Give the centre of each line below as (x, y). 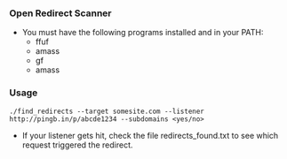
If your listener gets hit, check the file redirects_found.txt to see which (150, 135)
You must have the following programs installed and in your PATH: (143, 33)
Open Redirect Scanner (61, 13)
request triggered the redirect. (77, 145)
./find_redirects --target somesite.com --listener (107, 111)
